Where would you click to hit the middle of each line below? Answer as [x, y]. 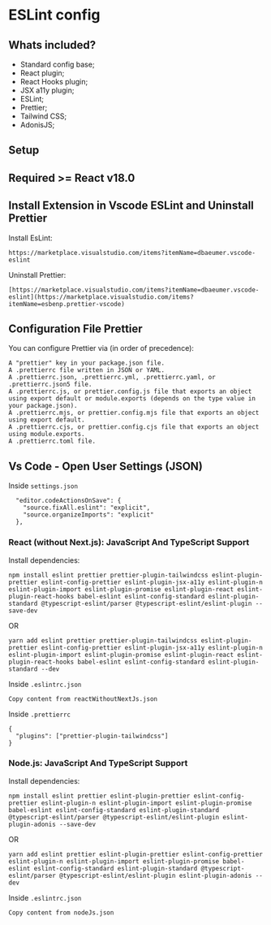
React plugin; [42, 73]
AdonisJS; [37, 125]
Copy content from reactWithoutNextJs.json [83, 699]
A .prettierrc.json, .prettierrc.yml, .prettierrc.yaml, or [112, 378]
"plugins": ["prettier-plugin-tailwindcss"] [92, 736]
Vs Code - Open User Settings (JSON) [105, 466]
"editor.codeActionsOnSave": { [69, 501]
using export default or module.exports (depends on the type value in [132, 399]
